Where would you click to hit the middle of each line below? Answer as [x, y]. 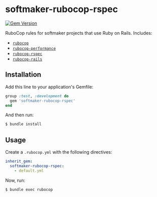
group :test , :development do [37, 96]
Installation [23, 75]
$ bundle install [23, 124]
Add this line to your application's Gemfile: [49, 87]
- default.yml [29, 171]
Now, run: [15, 180]
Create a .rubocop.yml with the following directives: [59, 152]
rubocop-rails [27, 59]
